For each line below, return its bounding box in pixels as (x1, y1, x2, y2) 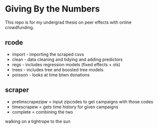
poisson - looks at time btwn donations (12, 72, 90, 78)
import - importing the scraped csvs (12, 51, 85, 57)
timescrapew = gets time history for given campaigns (12, 104, 118, 110)
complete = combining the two (12, 109, 73, 115)
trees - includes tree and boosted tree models (12, 67, 104, 72)
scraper (5, 86, 29, 94)
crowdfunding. (5, 24, 34, 30)
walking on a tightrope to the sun (5, 118, 71, 124)
